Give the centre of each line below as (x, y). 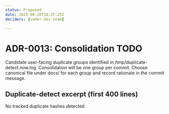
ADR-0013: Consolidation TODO (74, 48)
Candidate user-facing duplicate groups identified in (60, 62)
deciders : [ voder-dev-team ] (35, 19)
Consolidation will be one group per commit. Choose (93, 68)
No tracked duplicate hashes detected (45, 106)
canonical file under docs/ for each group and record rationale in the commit (85, 73)
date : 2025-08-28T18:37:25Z (35, 15)
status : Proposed (23, 10)
